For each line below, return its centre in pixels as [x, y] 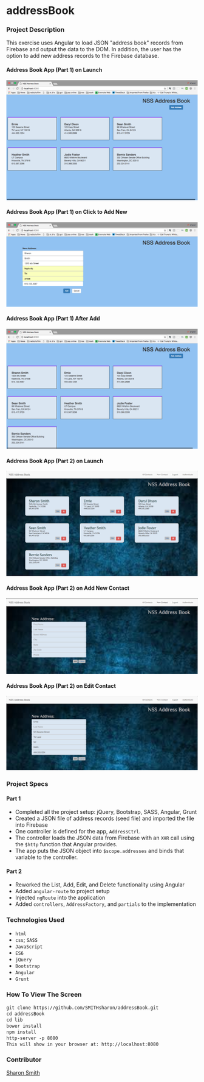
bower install [24, 1026]
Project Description [36, 30]
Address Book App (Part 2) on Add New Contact [68, 588]
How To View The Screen [44, 994]
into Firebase [32, 825]
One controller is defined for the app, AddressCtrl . [78, 832]
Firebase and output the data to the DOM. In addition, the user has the [94, 49]
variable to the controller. [46, 857]
